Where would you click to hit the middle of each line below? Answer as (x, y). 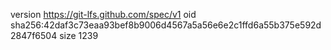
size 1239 (79, 35)
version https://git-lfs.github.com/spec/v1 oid (103, 14)
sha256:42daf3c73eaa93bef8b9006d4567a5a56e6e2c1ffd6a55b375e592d (166, 25)
